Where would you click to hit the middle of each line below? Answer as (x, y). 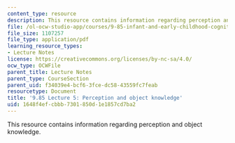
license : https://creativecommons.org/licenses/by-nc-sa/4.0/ (100, 59)
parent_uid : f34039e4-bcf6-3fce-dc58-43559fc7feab (83, 85)
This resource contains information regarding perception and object (105, 124)
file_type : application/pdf (48, 40)
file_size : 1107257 (36, 33)
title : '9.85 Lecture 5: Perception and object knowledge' (95, 98)
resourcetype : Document (42, 91)
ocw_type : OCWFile (34, 66)
